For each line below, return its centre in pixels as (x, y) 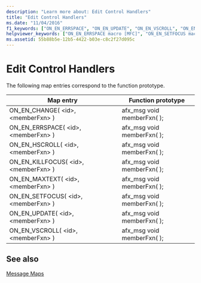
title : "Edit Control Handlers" (46, 17)
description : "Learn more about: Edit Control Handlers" (79, 12)
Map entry (63, 100)
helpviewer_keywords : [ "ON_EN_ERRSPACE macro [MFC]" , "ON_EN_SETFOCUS (96, 34)
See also (22, 259)
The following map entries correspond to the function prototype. (86, 85)
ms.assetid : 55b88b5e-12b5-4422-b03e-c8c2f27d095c (71, 39)
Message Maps (25, 273)
